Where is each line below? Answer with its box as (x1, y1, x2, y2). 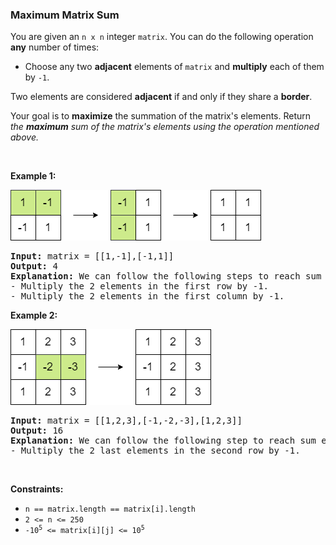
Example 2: (10, 309, 58, 322)
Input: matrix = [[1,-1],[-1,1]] (10, 251, 175, 262)
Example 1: (10, 170, 57, 182)
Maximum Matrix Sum (10, 8, 120, 22)
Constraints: (10, 483, 64, 495)
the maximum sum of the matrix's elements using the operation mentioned (10, 121, 320, 133)
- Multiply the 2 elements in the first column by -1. (10, 291, 285, 302)
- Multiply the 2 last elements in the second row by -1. (10, 445, 301, 457)
